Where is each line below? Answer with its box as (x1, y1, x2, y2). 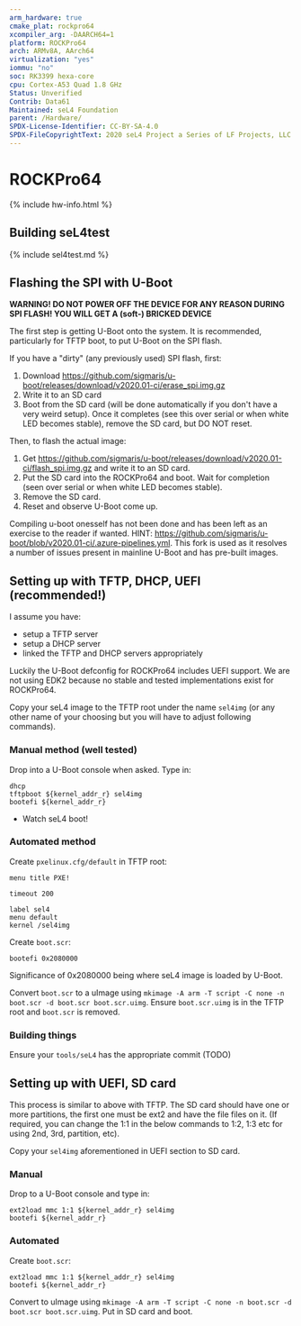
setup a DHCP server (22, 639, 102, 649)
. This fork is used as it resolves (170, 538, 288, 549)
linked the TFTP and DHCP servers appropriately (22, 648, 204, 658)
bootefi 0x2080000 (9, 954, 78, 963)
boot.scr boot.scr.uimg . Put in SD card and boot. (9, 1305, 193, 1316)
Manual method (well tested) (9, 744, 137, 757)
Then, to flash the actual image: (9, 436, 127, 447)
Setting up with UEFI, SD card (9, 1076, 177, 1091)
